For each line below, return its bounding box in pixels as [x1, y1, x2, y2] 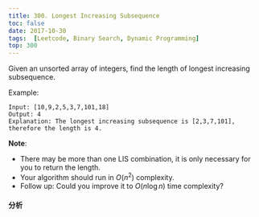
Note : [8, 138, 27, 149]
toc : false [8, 19, 45, 27]
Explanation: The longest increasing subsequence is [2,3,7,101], [8, 117, 236, 125]
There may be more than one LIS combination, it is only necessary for [19, 154, 251, 164]
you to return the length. [19, 162, 101, 173]
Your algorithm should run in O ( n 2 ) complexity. [19, 171, 175, 182]
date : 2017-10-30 [8, 27, 67, 35]
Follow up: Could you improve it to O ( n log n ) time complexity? [19, 181, 224, 190]
